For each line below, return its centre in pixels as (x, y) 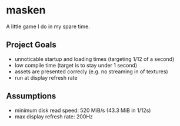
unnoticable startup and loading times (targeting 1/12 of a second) (94, 59)
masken (26, 10)
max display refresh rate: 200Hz (54, 116)
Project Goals (31, 45)
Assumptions (31, 96)
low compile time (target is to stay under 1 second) (76, 65)
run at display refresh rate (46, 77)
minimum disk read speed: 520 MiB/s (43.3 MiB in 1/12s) (83, 110)
